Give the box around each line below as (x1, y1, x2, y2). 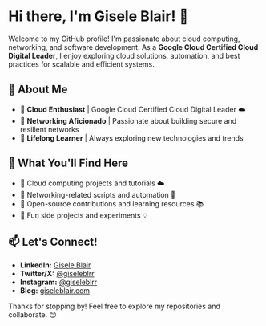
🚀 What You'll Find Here (8, 157, 128, 170)
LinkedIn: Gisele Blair (19, 260, 91, 270)
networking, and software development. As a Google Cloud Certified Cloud (8, 42, 259, 51)
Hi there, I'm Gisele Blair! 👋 (8, 7, 189, 26)
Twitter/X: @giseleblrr (19, 269, 95, 279)
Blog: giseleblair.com (19, 286, 91, 295)
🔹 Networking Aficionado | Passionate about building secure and (19, 116, 237, 125)
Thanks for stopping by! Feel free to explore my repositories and (8, 301, 220, 312)
